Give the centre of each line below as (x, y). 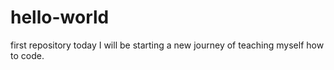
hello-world (60, 17)
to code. (27, 55)
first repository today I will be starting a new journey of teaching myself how (167, 45)
